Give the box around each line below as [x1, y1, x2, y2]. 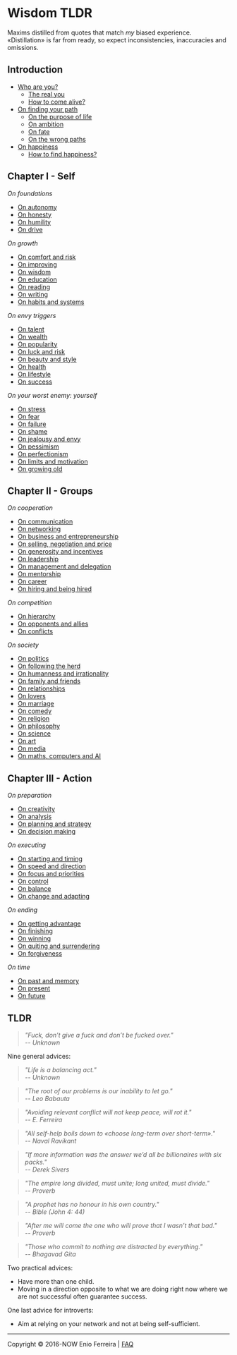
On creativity [17, 805, 55, 813]
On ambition [28, 120, 64, 128]
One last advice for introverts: [7, 1306, 94, 1314]
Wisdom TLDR [7, 5, 93, 21]
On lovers [17, 692, 46, 700]
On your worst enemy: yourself [7, 391, 97, 399]
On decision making [17, 827, 76, 836]
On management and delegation [17, 562, 111, 571]
